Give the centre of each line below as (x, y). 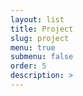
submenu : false (42, 57)
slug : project (40, 38)
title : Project (42, 29)
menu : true (33, 47)
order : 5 (28, 66)
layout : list (37, 19)
